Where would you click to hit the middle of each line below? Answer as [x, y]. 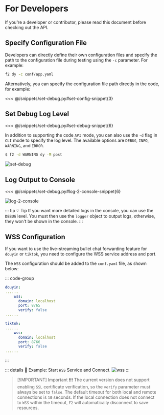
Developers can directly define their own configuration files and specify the [81, 55]
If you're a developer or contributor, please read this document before [76, 22]
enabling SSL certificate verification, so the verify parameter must [84, 387]
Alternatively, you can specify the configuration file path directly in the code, [82, 84]
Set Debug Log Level [37, 114]
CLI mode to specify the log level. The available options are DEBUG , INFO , [77, 140]
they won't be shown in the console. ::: [44, 222]
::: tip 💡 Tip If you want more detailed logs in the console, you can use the [79, 211]
